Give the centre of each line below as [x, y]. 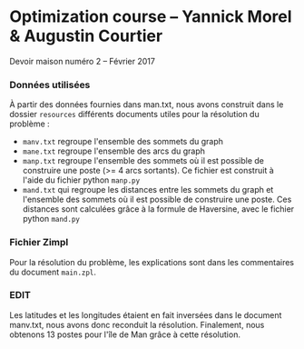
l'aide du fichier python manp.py [81, 180]
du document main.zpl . [53, 272]
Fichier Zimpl [39, 243]
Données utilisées [50, 85]
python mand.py [51, 219]
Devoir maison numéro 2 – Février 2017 [83, 61]
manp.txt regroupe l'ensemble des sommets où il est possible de [143, 161]
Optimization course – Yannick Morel [151, 17]
